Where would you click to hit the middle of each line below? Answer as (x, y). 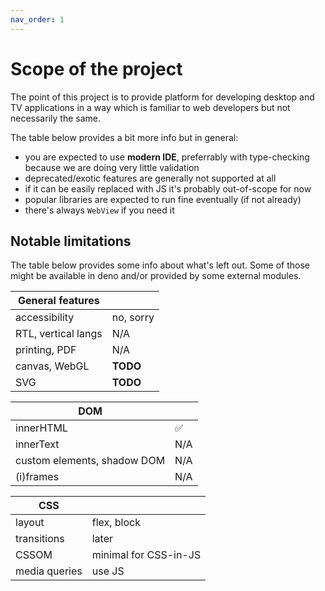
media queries (49, 571)
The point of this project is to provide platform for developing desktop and (162, 97)
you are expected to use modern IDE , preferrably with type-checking (167, 157)
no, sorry (133, 318)
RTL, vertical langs (59, 334)
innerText (37, 444)
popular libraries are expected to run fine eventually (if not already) (163, 199)
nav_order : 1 (37, 19)
